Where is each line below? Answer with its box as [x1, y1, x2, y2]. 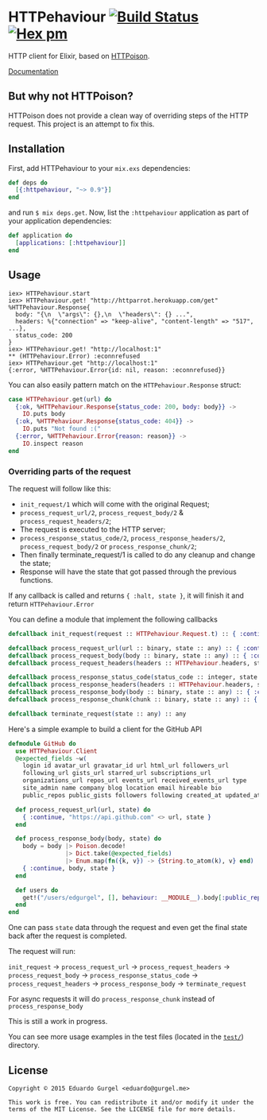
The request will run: [8, 947, 75, 956]
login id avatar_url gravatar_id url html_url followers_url [22, 762, 229, 770]
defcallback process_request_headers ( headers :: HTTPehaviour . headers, [8, 659, 250, 667]
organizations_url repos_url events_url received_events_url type [22, 777, 247, 785]
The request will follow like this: [8, 483, 111, 493]
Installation [8, 142, 65, 156]
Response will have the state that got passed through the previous [19, 567, 237, 576]
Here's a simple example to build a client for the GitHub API [8, 724, 203, 734]
